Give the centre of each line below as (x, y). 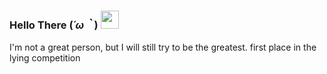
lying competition (45, 58)
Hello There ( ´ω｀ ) (54, 25)
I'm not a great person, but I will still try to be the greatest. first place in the (163, 47)
